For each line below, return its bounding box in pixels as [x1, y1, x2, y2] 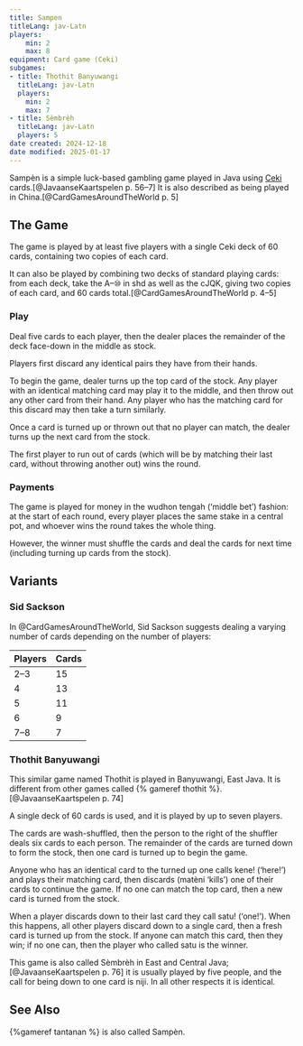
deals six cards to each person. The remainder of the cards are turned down [9, 838, 293, 848]
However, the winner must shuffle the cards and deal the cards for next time [9, 538, 292, 549]
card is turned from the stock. [9, 893, 120, 904]
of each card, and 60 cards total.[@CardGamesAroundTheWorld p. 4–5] [9, 288, 277, 299]
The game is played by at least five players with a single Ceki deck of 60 [9, 241, 279, 253]
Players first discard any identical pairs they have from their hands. [9, 357, 258, 368]
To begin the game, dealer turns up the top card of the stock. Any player [9, 375, 278, 386]
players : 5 [17, 131, 59, 140]
